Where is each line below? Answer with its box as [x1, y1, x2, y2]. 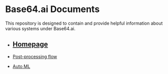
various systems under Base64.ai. [5, 25, 75, 31]
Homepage [12, 40, 48, 49]
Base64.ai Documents [5, 4, 100, 15]
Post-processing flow [12, 53, 57, 59]
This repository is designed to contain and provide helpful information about [5, 20, 163, 26]
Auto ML [12, 63, 31, 69]
